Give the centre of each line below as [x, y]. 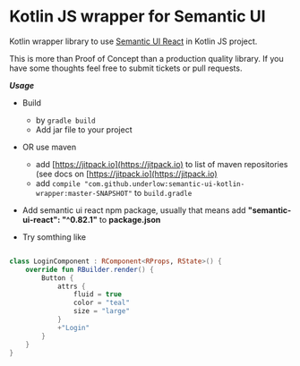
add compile [58, 183]
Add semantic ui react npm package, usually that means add [134, 210]
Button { [58, 278]
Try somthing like [54, 237]
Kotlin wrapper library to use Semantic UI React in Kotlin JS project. [133, 41]
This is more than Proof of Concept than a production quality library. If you [146, 58]
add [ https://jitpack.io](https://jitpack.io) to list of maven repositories [162, 164]
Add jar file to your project [84, 129]
